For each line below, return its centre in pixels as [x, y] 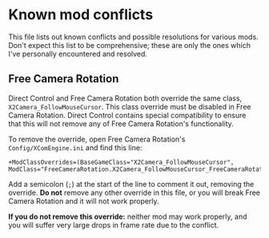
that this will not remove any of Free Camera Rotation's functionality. [121, 123]
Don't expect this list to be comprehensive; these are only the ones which [129, 45]
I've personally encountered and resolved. [78, 54]
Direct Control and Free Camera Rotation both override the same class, [125, 98]
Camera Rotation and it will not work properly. [84, 200]
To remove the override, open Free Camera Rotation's [97, 139]
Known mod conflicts [81, 15]
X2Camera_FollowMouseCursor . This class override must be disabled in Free [130, 106]
